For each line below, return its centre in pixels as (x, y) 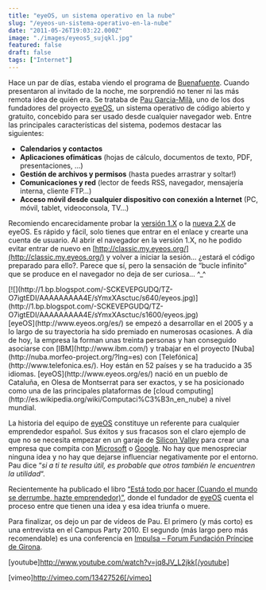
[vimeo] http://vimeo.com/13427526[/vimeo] (80, 577)
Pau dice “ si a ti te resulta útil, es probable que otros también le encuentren (132, 465)
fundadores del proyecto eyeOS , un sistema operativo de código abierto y (129, 107)
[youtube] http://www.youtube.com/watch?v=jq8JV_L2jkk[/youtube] (119, 562)
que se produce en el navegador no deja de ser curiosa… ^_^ (107, 274)
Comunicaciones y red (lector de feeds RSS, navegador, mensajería (131, 182)
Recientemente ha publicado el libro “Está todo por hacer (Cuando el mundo (133, 489)
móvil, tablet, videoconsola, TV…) (74, 208)
